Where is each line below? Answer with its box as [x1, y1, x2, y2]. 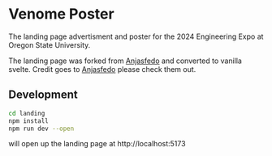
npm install [8, 116, 49, 125]
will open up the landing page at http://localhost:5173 [8, 139, 186, 149]
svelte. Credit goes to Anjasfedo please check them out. [8, 64, 196, 74]
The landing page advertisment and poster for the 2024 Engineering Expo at [8, 32, 264, 41]
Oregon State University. [8, 40, 91, 49]
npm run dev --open [8, 124, 75, 133]
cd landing [8, 109, 45, 117]
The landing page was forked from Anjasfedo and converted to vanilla [8, 56, 242, 65]
